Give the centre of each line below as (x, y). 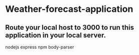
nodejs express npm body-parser (40, 47)
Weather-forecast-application (69, 9)
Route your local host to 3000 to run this (70, 27)
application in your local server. (56, 35)
